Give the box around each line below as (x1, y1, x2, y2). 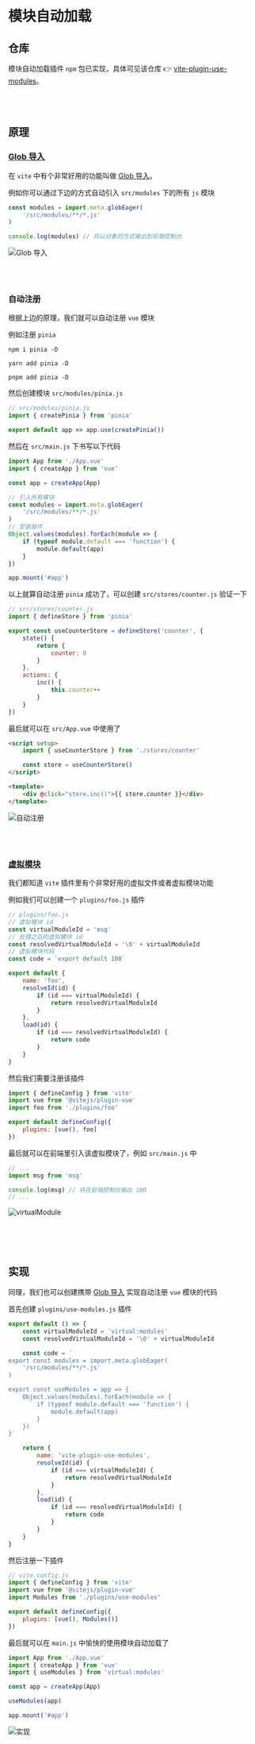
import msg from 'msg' (8, 1172, 83, 1180)
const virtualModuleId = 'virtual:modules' (22, 1327, 169, 1335)
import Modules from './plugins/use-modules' (8, 1593, 161, 1602)
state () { (22, 634, 55, 642)
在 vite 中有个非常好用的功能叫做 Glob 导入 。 (8, 171, 157, 180)
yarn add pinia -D (8, 360, 69, 368)
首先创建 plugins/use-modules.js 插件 (8, 1304, 132, 1314)
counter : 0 (50, 649, 87, 657)
